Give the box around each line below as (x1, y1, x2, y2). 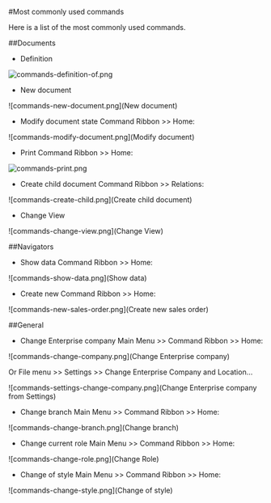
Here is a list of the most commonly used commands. (8, 23, 186, 32)
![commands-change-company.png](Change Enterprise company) (8, 352, 231, 361)
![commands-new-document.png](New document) (8, 101, 178, 110)
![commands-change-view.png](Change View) (8, 226, 164, 235)
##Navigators (8, 242, 54, 251)
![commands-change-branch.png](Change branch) (8, 423, 180, 432)
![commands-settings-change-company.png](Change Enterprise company (8, 383, 257, 392)
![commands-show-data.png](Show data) (8, 273, 147, 282)
